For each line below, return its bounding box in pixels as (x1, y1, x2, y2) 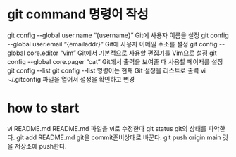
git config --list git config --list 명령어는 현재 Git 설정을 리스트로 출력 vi (7, 66, 206, 75)
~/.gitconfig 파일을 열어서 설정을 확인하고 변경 (7, 75, 135, 83)
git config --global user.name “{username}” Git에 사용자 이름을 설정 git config (7, 31, 229, 39)
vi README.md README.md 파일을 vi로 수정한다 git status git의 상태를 (7, 124, 207, 132)
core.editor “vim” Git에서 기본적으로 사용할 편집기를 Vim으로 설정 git (27, 49, 217, 57)
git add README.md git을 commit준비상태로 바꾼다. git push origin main (16, 133, 221, 142)
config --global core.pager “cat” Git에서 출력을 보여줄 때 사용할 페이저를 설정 (7, 57, 223, 65)
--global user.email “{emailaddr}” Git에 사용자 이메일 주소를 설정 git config (7, 39, 218, 48)
